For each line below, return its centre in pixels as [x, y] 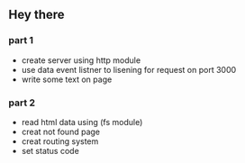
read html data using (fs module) [82, 122]
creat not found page [61, 131]
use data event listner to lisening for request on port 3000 [129, 69]
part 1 [21, 41]
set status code [50, 150]
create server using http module [81, 60]
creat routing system [60, 141]
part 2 [22, 103]
